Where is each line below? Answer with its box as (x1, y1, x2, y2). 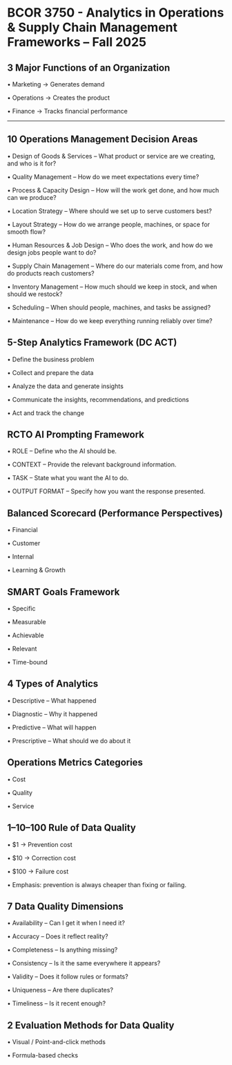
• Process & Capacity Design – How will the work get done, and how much (7, 185, 220, 194)
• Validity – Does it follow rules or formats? (7, 972, 129, 981)
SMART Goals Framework (7, 586, 120, 598)
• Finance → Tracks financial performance (7, 107, 128, 115)
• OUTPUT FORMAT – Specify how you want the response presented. (7, 487, 206, 495)
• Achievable (7, 631, 44, 639)
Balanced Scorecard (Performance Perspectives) (7, 507, 223, 519)
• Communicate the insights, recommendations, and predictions (7, 395, 189, 403)
